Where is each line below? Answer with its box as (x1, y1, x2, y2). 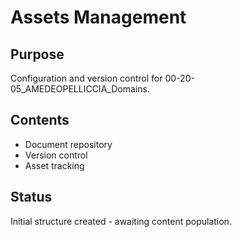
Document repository (24, 138, 113, 150)
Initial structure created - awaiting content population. (10, 215, 232, 227)
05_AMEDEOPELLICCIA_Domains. (10, 83, 150, 95)
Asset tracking (24, 159, 85, 171)
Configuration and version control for (10, 72, 163, 84)
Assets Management (10, 6, 187, 29)
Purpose (10, 46, 65, 63)
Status (10, 189, 53, 206)
